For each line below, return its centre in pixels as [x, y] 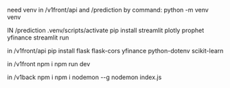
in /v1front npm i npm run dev [49, 64]
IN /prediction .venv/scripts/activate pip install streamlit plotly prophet [106, 30]
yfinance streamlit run [38, 38]
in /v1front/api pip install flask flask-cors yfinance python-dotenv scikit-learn [115, 51]
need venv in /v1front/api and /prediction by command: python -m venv [108, 10]
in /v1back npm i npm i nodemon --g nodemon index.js [84, 77]
